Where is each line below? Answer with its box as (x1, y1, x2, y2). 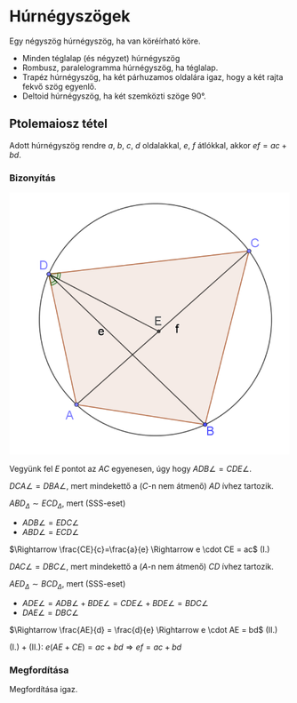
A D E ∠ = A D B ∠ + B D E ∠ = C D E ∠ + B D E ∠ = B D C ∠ (21, 597, 209, 608)
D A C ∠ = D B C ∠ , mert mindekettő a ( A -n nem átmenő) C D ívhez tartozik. (9, 561, 274, 571)
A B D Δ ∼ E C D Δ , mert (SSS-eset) (9, 498, 126, 510)
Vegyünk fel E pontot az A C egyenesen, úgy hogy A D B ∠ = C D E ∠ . (9, 464, 252, 475)
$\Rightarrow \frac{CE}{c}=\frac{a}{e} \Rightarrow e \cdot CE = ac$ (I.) (9, 544, 270, 555)
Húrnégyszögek (9, 6, 131, 27)
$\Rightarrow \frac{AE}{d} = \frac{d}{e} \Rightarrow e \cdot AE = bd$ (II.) (9, 624, 278, 635)
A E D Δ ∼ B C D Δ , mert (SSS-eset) (9, 578, 126, 591)
